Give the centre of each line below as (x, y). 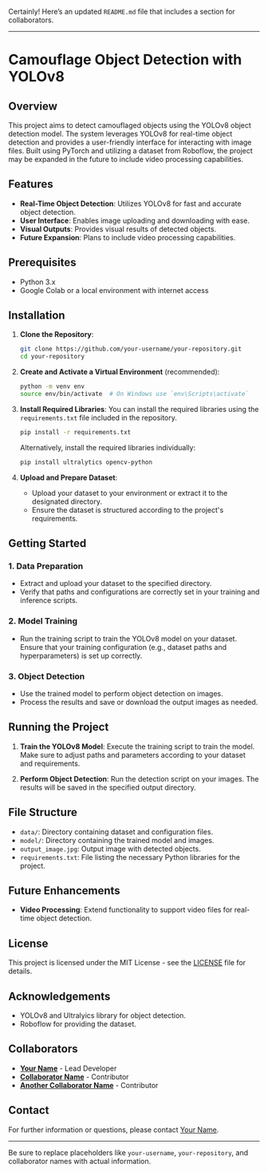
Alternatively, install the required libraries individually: (108, 447)
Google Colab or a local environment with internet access (114, 290)
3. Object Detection (47, 676)
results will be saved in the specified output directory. (108, 787)
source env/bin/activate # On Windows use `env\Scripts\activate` (134, 394)
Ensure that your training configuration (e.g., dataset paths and (123, 647)
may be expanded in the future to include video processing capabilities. (126, 159)
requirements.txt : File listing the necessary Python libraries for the (130, 857)
